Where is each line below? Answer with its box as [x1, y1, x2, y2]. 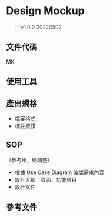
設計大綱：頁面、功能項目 [14, 176, 77, 183]
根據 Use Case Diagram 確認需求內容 [14, 169, 105, 176]
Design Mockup [6, 4, 85, 18]
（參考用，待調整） [6, 156, 53, 163]
